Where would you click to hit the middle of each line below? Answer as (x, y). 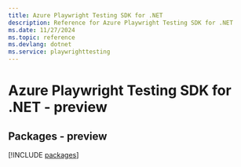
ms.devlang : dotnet (40, 45)
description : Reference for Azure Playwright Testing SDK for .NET (121, 23)
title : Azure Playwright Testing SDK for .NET (86, 15)
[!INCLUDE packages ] (44, 155)
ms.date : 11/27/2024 (42, 30)
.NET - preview (58, 107)
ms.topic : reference (42, 37)
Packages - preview (58, 136)
